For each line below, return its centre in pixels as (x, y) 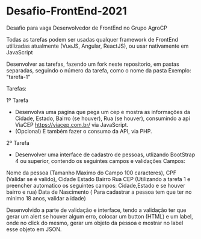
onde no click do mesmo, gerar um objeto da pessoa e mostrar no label (95, 223)
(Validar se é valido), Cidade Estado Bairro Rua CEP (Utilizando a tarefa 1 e (98, 179)
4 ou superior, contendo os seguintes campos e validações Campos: (100, 161)
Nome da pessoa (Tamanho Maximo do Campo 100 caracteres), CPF (91, 173)
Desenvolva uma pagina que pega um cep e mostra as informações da (103, 112)
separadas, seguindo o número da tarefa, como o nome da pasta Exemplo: (99, 70)
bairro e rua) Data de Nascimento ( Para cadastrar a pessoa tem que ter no (99, 192)
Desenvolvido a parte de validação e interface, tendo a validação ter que (96, 210)
